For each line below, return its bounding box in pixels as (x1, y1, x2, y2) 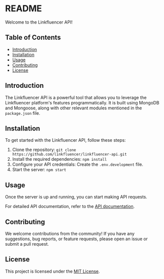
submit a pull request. (5, 241, 49, 247)
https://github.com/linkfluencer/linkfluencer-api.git (12, 152, 127, 157)
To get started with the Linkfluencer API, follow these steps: (5, 137, 126, 143)
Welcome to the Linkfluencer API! (5, 19, 73, 25)
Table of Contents (5, 33, 61, 42)
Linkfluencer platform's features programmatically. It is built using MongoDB (5, 100, 160, 105)
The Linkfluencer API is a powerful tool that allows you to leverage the (5, 94, 147, 101)
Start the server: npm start (12, 167, 66, 173)
